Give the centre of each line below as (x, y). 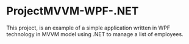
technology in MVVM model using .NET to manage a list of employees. (95, 34)
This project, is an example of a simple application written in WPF (88, 28)
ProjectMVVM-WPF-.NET (73, 11)
